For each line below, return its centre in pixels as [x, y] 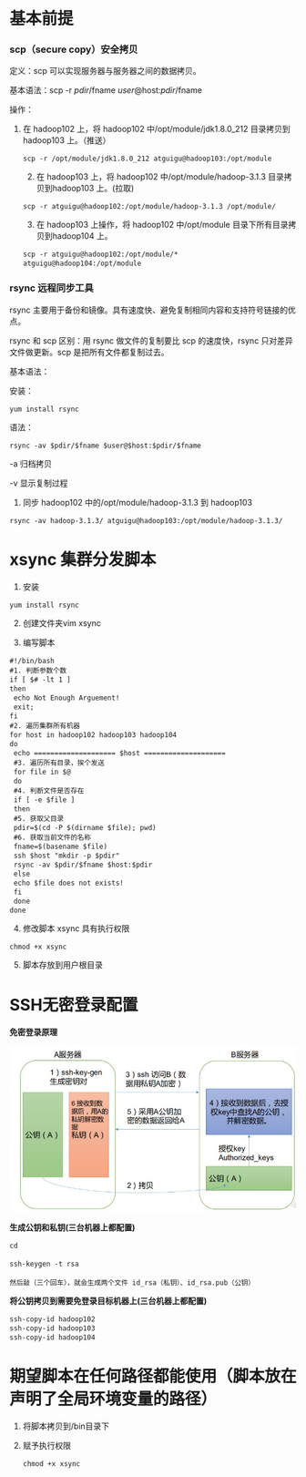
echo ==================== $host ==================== [119, 753]
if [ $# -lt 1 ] [40, 680]
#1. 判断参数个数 [38, 671]
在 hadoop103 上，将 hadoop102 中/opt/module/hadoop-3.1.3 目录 [160, 177]
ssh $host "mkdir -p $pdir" [66, 856]
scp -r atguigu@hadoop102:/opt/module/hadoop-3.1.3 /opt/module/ [149, 207]
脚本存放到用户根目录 [62, 964]
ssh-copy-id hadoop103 [52, 1328]
